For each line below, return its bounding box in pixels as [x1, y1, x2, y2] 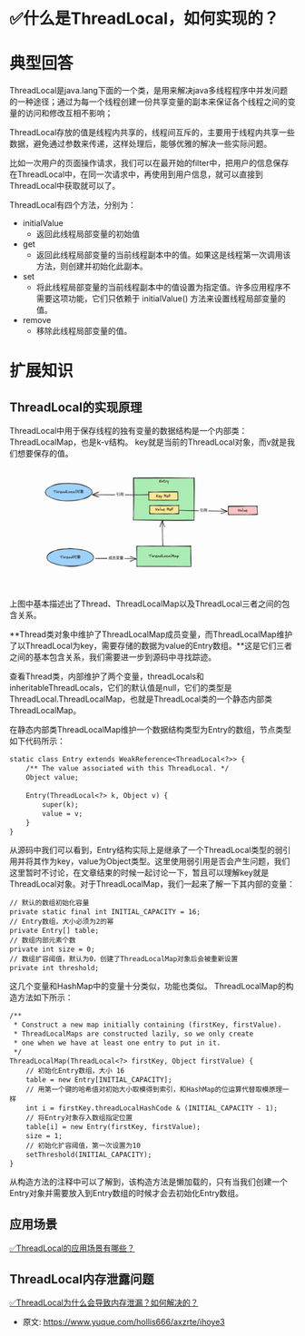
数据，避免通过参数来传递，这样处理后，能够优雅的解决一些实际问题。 [9, 138, 272, 150]
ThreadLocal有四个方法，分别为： [9, 200, 136, 211]
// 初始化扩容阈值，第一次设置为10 [25, 1141, 141, 1150]
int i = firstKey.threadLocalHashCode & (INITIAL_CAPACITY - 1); [25, 1104, 279, 1113]
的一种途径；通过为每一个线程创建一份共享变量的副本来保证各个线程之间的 [9, 96, 288, 107]
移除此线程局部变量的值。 [35, 326, 133, 337]
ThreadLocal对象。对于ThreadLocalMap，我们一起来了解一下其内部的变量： [9, 878, 295, 889]
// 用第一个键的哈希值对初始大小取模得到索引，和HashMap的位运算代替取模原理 [25, 1085, 283, 1094]
